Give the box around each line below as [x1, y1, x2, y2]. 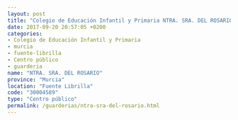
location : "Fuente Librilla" [7, 83, 93, 90]
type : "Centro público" [7, 96, 78, 103]
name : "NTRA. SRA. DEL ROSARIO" [7, 69, 103, 76]
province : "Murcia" [7, 76, 65, 83]
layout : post [7, 10, 46, 18]
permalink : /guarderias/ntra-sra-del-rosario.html [7, 102, 160, 109]
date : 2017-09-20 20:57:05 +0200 [7, 23, 106, 30]
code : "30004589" [7, 89, 59, 96]
